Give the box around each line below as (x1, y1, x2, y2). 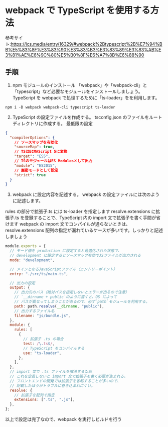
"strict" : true (14, 172, 46, 177)
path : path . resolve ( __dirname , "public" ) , (14, 303, 104, 309)
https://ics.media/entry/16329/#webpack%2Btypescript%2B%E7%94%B (11, 41, 162, 47)
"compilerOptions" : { (10, 135, 55, 140)
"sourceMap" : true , (14, 144, 55, 150)
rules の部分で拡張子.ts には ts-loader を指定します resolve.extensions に (5, 208, 156, 215)
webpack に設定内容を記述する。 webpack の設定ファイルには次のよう (12, 191, 159, 197)
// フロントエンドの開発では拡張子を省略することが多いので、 (10, 378, 121, 383)
